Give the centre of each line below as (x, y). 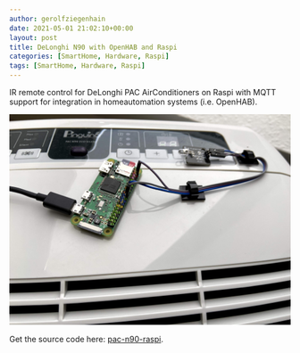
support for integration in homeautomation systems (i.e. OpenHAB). (133, 102)
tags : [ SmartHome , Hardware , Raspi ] (77, 66)
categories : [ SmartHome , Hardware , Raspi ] (89, 57)
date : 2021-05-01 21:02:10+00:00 (71, 28)
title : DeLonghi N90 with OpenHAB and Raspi (93, 47)
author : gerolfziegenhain (57, 19)
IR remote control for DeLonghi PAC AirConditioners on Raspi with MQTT (143, 92)
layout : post (33, 37)
